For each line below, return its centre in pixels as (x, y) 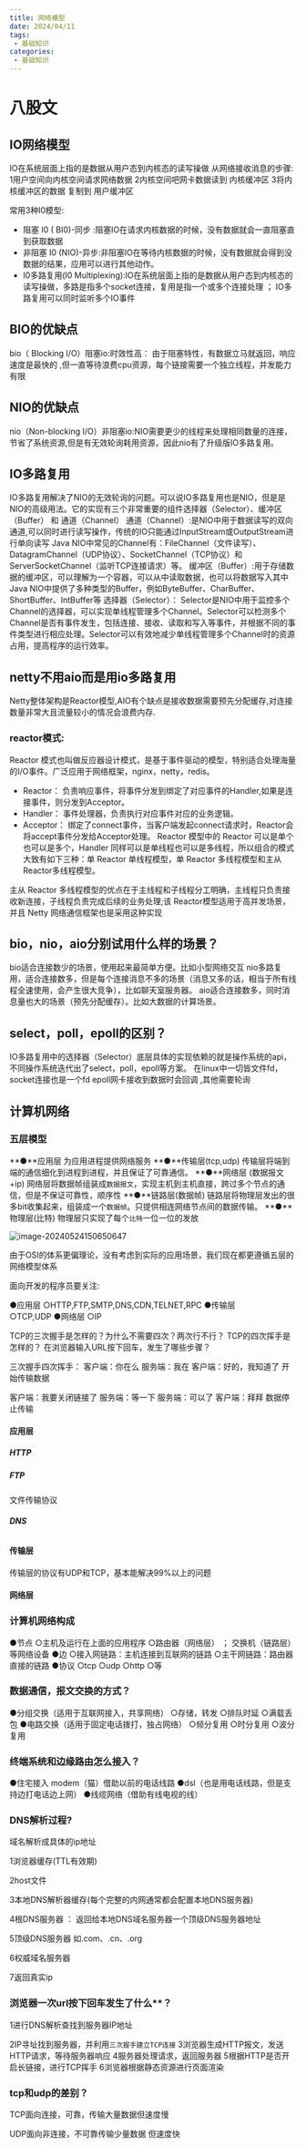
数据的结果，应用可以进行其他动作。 (91, 264)
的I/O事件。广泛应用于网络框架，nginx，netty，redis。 (112, 771)
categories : (32, 52)
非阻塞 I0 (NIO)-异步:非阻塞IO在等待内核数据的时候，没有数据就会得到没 (158, 252)
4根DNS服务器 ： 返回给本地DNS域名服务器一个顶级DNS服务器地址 (135, 1919)
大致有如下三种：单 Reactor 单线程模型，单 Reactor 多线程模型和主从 (152, 858)
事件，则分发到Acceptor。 (80, 802)
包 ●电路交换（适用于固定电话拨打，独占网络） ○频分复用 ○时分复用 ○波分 (152, 1724)
